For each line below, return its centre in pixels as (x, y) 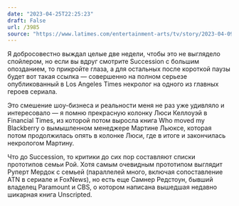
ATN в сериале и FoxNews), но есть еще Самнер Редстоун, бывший (110, 180)
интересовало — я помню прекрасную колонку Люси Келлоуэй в (107, 113)
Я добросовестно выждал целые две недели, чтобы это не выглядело (114, 54)
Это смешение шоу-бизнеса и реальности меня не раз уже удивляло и (116, 105)
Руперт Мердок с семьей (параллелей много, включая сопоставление (115, 172)
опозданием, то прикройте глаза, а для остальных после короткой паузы (119, 69)
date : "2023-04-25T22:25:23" (51, 14)
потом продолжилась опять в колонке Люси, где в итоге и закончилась (117, 136)
